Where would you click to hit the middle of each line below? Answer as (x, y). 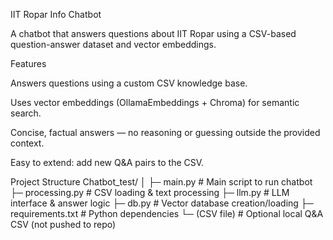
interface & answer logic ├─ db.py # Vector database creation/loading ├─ (162, 203)
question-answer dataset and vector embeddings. (113, 44)
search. (26, 113)
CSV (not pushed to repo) (63, 224)
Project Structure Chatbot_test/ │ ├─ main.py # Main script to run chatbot (161, 182)
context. (27, 143)
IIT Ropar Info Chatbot (56, 14)
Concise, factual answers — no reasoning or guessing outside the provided (165, 132)
